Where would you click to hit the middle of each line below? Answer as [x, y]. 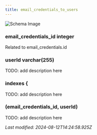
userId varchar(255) [30, 60]
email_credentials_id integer [40, 36]
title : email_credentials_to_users [42, 10]
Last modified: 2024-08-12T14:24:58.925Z [48, 127]
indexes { [16, 83]
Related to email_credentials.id [36, 47]
